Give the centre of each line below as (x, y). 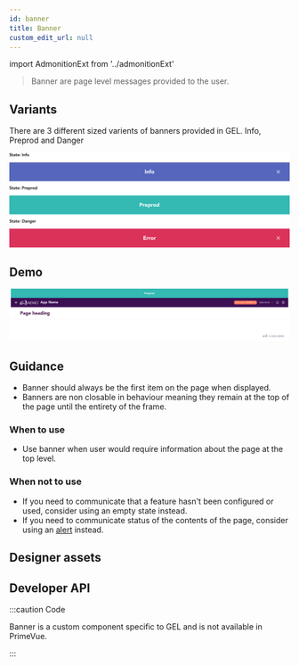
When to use (37, 430)
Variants (33, 109)
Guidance (36, 366)
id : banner (29, 19)
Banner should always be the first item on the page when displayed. (146, 388)
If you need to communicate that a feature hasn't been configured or (148, 501)
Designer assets (56, 558)
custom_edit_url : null (51, 37)
